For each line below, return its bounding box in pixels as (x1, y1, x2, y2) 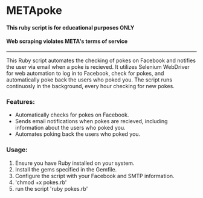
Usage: (6, 145, 28, 154)
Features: (6, 97, 35, 106)
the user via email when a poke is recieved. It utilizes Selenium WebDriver (6, 63, 190, 70)
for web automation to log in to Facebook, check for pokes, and (6, 69, 164, 77)
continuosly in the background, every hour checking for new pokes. (6, 82, 175, 89)
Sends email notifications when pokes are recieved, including (14, 118, 168, 125)
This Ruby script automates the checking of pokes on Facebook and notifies (6, 57, 196, 64)
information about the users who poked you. (14, 124, 126, 132)
